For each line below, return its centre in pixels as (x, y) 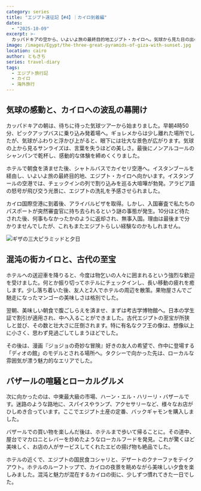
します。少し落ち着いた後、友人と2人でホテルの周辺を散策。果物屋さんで (97, 290)
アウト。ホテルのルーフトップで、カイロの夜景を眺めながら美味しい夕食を (98, 467)
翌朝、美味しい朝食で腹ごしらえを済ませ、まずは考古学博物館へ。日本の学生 (100, 310)
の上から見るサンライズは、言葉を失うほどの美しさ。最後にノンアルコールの (100, 148)
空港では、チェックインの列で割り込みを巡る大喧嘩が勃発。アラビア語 (108, 183)
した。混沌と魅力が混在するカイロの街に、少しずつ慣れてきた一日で (106, 475)
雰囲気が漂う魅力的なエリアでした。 (51, 360)
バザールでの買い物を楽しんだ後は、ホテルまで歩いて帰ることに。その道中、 (100, 432)
